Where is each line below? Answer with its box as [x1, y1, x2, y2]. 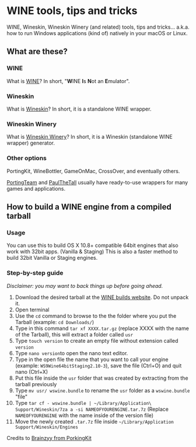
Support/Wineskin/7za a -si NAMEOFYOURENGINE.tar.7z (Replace [15, 405, 169, 412]
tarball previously [15, 380, 57, 387]
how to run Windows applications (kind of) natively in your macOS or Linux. [6, 29, 188, 36]
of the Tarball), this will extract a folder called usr [15, 331, 134, 338]
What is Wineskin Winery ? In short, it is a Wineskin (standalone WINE [6, 133, 173, 140]
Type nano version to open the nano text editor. [15, 349, 128, 356]
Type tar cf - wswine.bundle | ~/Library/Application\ [15, 399, 152, 406]
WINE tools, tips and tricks [6, 4, 138, 18]
